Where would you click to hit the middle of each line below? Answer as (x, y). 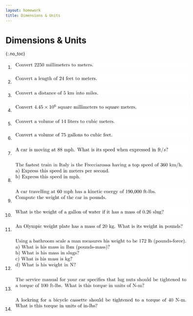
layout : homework (23, 10)
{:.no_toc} (15, 54)
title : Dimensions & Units (33, 15)
